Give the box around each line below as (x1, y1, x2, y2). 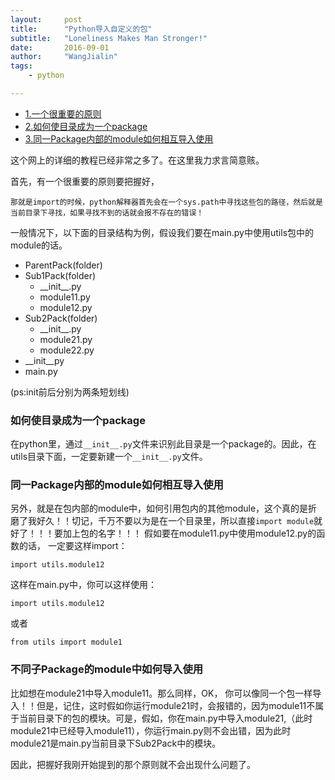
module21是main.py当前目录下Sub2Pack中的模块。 (10, 737, 222, 749)
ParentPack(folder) (24, 259, 103, 271)
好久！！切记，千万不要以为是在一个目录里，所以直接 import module (36, 515, 315, 527)
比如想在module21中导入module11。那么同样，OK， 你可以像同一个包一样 (10, 687, 313, 699)
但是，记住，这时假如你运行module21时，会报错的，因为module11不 (36, 699, 316, 711)
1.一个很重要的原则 (24, 107, 102, 120)
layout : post (10, 14, 83, 25)
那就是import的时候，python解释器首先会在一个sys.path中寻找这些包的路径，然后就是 (10, 197, 323, 207)
